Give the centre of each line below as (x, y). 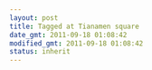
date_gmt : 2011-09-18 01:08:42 (68, 35)
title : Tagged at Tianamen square (75, 26)
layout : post (34, 18)
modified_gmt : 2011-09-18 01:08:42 (76, 43)
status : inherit (40, 52)
